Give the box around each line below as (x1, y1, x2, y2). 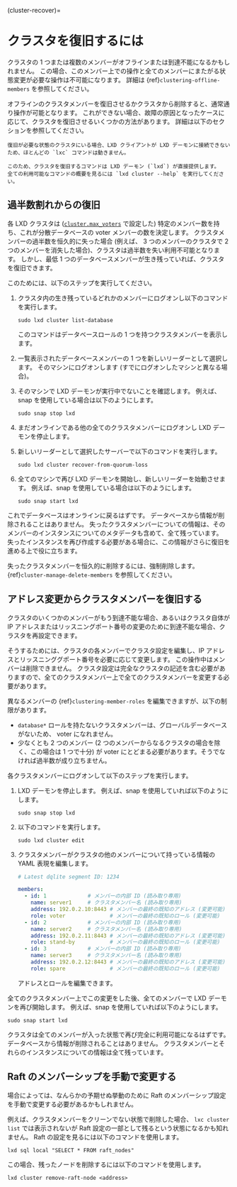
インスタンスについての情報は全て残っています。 (25, 1048, 168, 1056)
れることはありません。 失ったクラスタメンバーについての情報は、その (19, 519, 226, 528)
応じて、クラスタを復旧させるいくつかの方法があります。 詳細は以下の (7, 117, 213, 126)
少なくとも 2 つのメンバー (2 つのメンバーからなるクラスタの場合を (17, 738, 214, 747)
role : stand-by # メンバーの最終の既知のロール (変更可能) (30, 939, 221, 946)
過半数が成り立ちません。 (36, 756, 111, 765)
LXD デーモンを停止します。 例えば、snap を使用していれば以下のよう (17, 786, 223, 795)
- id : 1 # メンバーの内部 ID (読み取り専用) (24, 893, 182, 900)
